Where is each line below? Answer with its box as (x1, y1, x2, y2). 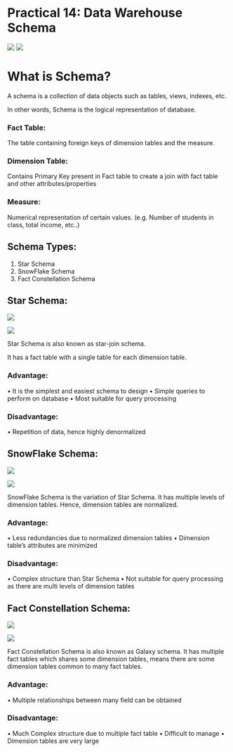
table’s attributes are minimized (7, 542, 98, 550)
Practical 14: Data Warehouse (7, 5, 183, 21)
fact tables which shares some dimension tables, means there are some (7, 654, 215, 664)
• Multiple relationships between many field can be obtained (7, 696, 182, 704)
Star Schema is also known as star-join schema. (7, 340, 146, 348)
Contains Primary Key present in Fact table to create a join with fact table (7, 172, 218, 180)
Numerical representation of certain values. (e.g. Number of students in (7, 213, 214, 222)
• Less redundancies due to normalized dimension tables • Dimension (7, 534, 210, 542)
